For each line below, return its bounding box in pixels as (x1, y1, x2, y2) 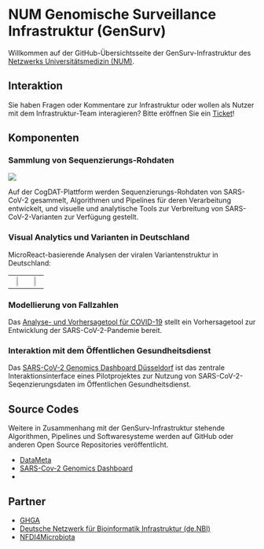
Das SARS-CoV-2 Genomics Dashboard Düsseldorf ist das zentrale (8, 363, 225, 372)
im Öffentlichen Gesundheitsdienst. (77, 379, 191, 390)
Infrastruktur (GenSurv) (8, 22, 167, 40)
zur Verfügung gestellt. (64, 212, 139, 221)
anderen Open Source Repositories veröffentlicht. (8, 440, 169, 449)
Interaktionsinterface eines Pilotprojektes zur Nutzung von (8, 371, 197, 381)
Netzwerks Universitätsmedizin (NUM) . (8, 57, 135, 66)
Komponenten (8, 131, 80, 145)
